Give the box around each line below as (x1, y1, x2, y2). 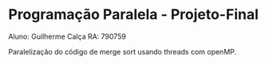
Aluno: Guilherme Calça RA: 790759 (8, 32, 126, 41)
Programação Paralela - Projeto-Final (8, 6, 259, 24)
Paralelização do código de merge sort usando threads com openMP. (8, 47, 237, 56)
